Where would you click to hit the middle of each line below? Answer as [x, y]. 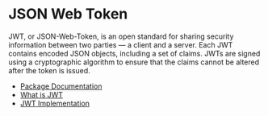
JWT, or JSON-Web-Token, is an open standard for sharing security [121, 36]
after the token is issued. [49, 70]
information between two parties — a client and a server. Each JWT [121, 44]
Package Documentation [61, 86]
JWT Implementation [55, 103]
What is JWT [41, 94]
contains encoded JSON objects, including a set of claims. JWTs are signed [134, 53]
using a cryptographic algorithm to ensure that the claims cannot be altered [134, 62]
